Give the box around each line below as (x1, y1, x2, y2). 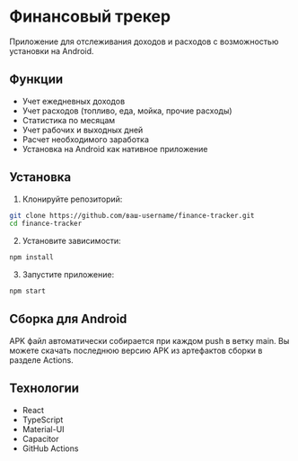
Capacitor (22, 433, 59, 444)
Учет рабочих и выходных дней (22, 124, 144, 135)
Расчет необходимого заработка (22, 133, 150, 145)
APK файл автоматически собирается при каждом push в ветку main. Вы (9, 335, 290, 346)
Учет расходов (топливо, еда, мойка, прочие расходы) (22, 105, 232, 116)
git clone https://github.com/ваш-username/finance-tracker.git (9, 211, 255, 220)
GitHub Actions (22, 443, 79, 454)
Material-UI (22, 423, 65, 434)
